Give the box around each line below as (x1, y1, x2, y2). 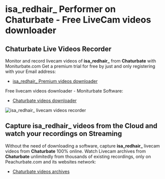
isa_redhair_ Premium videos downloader (12, 78, 98, 84)
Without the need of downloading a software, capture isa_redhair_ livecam (5, 142, 160, 148)
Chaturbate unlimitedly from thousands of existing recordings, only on (5, 153, 151, 159)
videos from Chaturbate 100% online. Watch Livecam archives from (5, 148, 146, 154)
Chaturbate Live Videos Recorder (5, 44, 112, 53)
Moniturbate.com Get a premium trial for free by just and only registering (5, 63, 155, 69)
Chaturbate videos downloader (12, 97, 77, 103)
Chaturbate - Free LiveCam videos (5, 14, 151, 25)
